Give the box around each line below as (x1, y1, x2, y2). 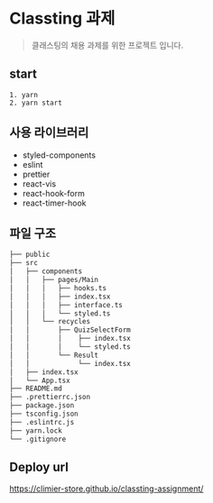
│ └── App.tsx (9, 376, 70, 385)
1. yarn (9, 90, 39, 99)
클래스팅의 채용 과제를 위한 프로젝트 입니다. (31, 40, 184, 50)
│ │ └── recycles (9, 317, 91, 326)
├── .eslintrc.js (9, 417, 75, 426)
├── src (9, 259, 39, 268)
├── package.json (9, 401, 75, 410)
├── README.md (9, 384, 63, 393)
